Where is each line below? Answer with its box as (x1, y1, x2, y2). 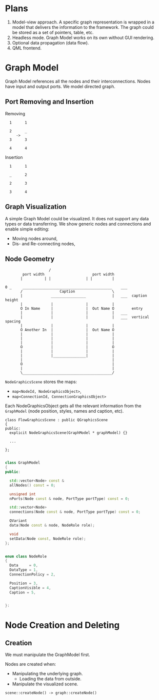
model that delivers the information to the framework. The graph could (12, 24, 154, 30)
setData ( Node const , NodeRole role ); (9, 536, 86, 541)
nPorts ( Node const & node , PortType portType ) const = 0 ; (9, 496, 130, 501)
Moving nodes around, (12, 235, 58, 241)
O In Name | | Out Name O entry (20, 306, 143, 311)
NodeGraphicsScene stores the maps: (5, 379, 77, 385)
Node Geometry (5, 255, 55, 263)
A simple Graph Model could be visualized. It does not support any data (5, 215, 149, 221)
